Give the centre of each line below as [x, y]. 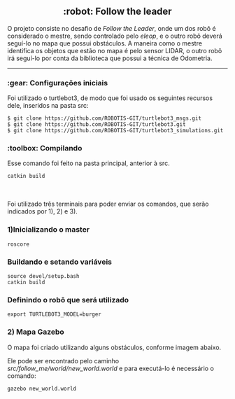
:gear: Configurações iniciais [58, 83]
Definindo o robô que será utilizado [68, 300]
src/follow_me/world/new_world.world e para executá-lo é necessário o [111, 368]
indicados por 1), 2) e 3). [43, 211]
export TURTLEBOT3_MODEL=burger [54, 314]
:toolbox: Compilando [45, 148]
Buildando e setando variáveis [59, 262]
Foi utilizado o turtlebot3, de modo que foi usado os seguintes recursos [110, 98]
